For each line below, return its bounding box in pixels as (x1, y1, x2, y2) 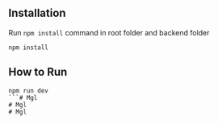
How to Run (8, 65, 68, 79)
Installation (8, 6, 66, 20)
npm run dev (8, 86, 48, 95)
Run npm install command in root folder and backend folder (8, 27, 210, 37)
